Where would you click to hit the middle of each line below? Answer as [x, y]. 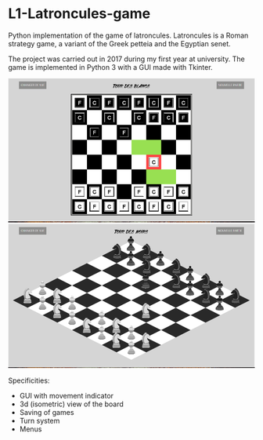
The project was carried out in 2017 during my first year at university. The [126, 59]
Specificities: [29, 380]
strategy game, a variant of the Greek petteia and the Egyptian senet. [119, 43]
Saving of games [47, 412]
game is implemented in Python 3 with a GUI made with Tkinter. [110, 67]
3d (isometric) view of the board [71, 404]
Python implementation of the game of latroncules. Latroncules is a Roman [128, 35]
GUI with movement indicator [67, 395]
